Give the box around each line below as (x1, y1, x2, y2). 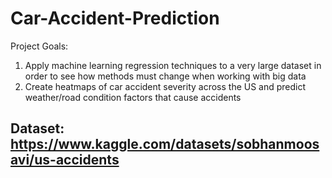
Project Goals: (10, 40, 69, 52)
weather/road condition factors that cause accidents (24, 91, 242, 103)
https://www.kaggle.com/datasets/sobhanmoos (10, 136, 320, 153)
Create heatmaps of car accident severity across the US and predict (24, 80, 307, 92)
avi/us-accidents (10, 152, 120, 169)
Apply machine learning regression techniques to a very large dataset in (24, 59, 322, 71)
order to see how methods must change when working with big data (24, 70, 307, 82)
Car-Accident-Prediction (10, 7, 220, 30)
